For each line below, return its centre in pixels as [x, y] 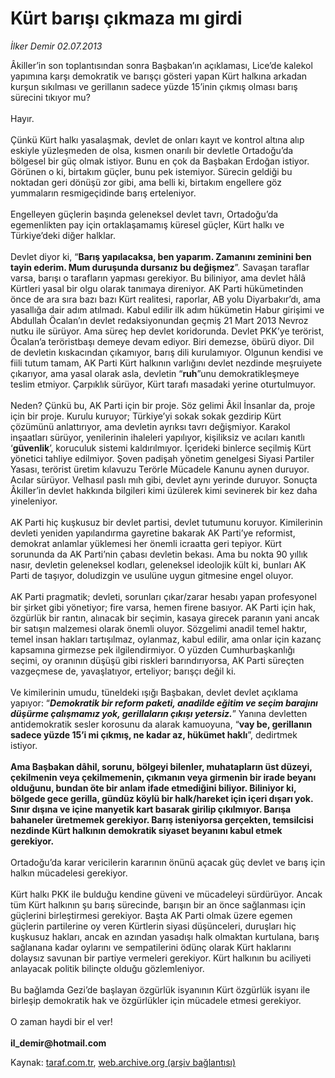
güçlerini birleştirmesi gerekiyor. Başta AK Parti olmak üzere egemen [151, 915]
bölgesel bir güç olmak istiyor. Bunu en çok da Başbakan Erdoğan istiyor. [160, 161]
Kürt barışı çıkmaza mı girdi [126, 18]
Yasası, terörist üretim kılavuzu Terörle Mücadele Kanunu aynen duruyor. [160, 469]
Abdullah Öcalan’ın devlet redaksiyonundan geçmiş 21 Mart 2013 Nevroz [159, 320]
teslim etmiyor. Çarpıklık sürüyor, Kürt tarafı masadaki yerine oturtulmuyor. [163, 384]
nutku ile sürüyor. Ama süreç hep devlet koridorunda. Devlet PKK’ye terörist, [167, 331]
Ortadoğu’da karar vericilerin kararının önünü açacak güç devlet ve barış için [168, 862]
